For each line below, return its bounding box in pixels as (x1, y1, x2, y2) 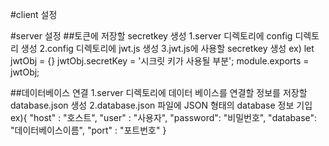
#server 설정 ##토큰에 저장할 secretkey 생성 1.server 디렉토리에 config (10, 30, 293, 42)
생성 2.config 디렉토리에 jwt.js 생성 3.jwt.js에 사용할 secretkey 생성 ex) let (20, 43, 315, 54)
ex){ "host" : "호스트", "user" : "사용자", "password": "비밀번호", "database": (10, 112, 318, 123)
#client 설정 (10, 9, 58, 20)
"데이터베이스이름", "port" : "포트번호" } (10, 124, 167, 136)
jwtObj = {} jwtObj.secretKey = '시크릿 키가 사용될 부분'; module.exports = (10, 55, 310, 67)
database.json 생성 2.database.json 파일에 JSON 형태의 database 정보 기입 (10, 99, 313, 111)
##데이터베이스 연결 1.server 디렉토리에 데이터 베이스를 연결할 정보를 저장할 (10, 87, 308, 98)
